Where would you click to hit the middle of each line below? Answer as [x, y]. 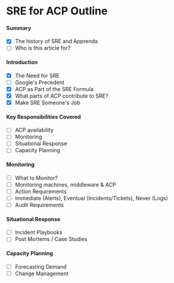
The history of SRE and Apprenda [56, 41]
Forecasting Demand [41, 267]
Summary [19, 28]
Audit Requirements [39, 204]
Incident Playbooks [39, 233]
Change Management [42, 273]
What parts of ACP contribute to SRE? [61, 96]
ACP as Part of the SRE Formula [54, 89]
